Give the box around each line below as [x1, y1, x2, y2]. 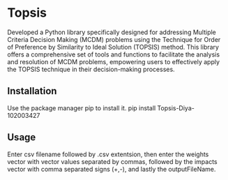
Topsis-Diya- [157, 103, 195, 112]
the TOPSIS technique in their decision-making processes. [7, 65, 176, 73]
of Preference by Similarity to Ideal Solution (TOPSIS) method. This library [7, 43, 220, 51]
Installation [7, 85, 57, 97]
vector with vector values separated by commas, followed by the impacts [7, 157, 218, 165]
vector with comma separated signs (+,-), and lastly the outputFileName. [7, 165, 216, 173]
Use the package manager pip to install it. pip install [7, 103, 156, 112]
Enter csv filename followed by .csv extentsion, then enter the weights [7, 150, 209, 158]
